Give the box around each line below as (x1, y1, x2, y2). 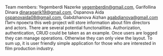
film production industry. (5, 46, 54, 51)
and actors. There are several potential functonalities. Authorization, (5, 25, 142, 31)
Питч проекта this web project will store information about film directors (5, 19, 150, 25)
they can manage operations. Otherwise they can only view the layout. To (5, 35, 152, 41)
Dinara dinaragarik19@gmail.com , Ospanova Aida (5, 9, 105, 15)
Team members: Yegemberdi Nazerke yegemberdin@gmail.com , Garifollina (5, 4, 156, 10)
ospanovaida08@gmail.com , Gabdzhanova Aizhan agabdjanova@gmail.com (5, 15, 158, 20)
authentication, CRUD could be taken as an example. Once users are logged (5, 30, 158, 36)
